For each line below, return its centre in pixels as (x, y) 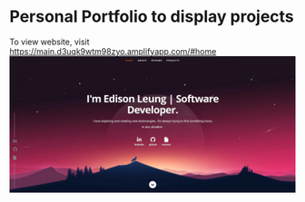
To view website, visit (49, 42)
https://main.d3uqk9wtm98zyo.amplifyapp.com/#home (113, 51)
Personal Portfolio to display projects (152, 17)
